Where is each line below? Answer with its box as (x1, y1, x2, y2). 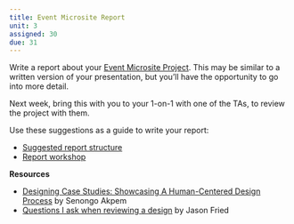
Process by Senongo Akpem (21, 196, 127, 206)
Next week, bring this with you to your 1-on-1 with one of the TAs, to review (9, 99, 285, 109)
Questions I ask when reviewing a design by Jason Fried (21, 205, 230, 216)
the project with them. (9, 108, 90, 118)
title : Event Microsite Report (9, 12, 126, 22)
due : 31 (9, 37, 38, 47)
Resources (9, 169, 51, 180)
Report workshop (21, 152, 86, 163)
